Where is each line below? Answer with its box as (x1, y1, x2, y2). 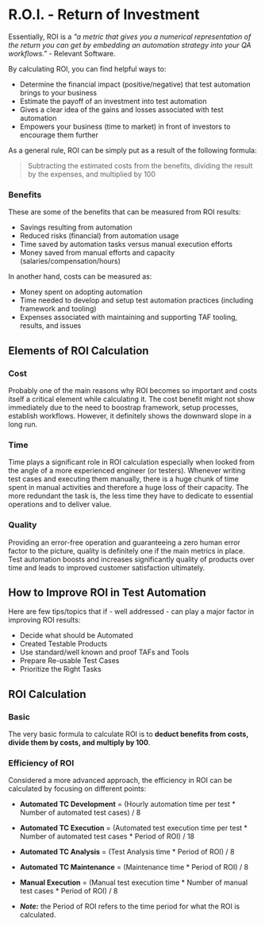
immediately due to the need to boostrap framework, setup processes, (8, 403, 239, 412)
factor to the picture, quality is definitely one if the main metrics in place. (8, 546, 246, 555)
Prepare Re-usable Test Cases (19, 656, 120, 666)
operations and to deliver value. (8, 500, 112, 509)
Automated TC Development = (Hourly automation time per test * (19, 800, 236, 809)
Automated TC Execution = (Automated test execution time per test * (19, 824, 248, 833)
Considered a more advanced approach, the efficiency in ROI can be (8, 776, 232, 785)
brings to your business (19, 87, 98, 97)
